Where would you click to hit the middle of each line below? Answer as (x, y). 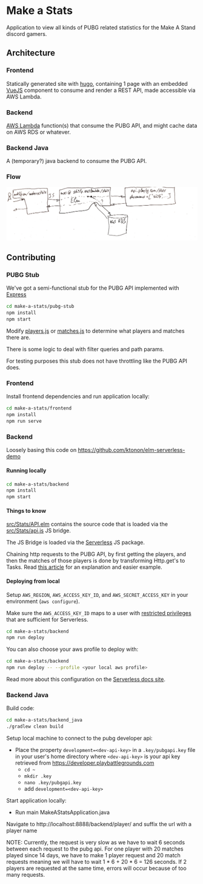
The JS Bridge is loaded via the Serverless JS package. (76, 543)
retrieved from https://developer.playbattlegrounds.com (85, 763)
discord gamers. (27, 33)
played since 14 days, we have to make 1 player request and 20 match (93, 855)
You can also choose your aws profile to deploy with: (72, 649)
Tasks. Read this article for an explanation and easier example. (84, 567)
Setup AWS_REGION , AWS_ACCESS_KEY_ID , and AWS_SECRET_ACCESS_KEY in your (97, 594)
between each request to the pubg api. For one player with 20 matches (95, 849)
